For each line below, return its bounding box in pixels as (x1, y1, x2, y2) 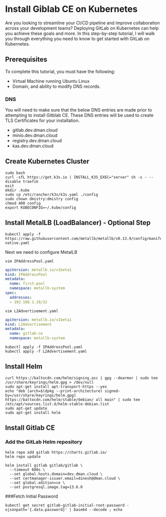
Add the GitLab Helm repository (5, 439, 83, 446)
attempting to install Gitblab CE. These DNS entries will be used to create (5, 113, 154, 118)
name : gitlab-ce (9, 331, 43, 336)
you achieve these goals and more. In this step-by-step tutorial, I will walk (5, 30, 155, 36)
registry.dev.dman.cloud (12, 138, 62, 144)
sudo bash (5, 170, 26, 175)
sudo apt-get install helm (5, 410, 61, 415)
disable (5, 179, 21, 184)
